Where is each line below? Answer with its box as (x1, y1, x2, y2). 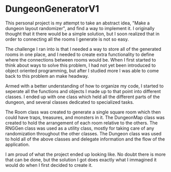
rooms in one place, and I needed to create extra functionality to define (5, 51, 155, 58)
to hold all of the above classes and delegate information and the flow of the (5, 136, 165, 142)
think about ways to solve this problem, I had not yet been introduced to (5, 62, 156, 68)
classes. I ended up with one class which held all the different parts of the (5, 94, 160, 100)
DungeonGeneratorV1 (5, 3, 99, 15)
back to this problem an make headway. (5, 73, 89, 79)
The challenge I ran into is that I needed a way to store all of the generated (5, 46, 161, 52)
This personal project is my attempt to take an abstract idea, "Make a (5, 20, 150, 26)
